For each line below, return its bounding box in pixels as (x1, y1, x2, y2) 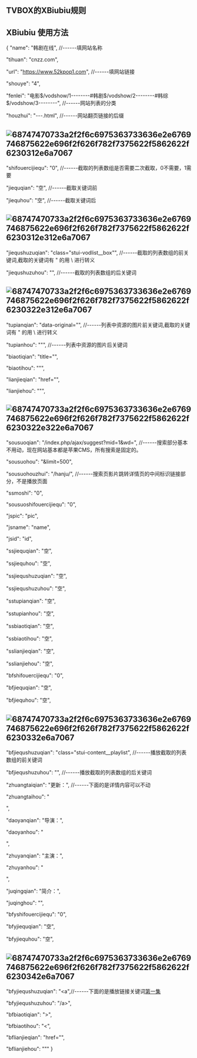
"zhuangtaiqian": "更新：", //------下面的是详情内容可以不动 (6, 781, 151, 788)
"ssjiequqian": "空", (6, 547, 53, 554)
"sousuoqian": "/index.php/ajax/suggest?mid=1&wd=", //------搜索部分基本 (6, 439, 188, 446)
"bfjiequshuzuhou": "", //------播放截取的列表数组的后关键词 (6, 769, 152, 776)
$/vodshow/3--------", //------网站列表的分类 (6, 100, 116, 107)
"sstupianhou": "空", (6, 610, 55, 617)
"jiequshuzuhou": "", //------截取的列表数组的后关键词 (6, 269, 137, 276)
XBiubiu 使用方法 (6, 27, 69, 37)
